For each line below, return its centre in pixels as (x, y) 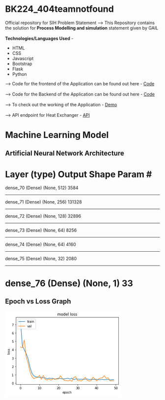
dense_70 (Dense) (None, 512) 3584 (42, 188)
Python (19, 74)
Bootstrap (22, 64)
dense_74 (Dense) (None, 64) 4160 (41, 244)
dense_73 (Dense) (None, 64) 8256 (41, 231)
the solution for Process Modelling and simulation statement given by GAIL (82, 28)
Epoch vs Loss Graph (38, 301)
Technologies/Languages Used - (39, 38)
